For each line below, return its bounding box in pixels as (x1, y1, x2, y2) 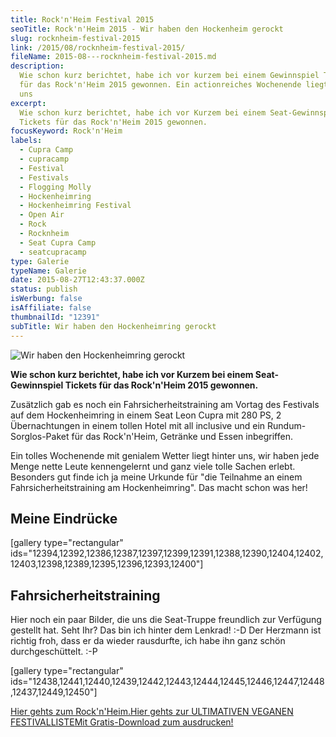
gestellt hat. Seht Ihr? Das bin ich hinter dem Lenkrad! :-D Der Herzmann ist (10, 624, 322, 636)
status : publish (10, 284, 78, 295)
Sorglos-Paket (10, 430, 70, 442)
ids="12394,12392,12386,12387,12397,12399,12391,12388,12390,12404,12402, (10, 547, 324, 560)
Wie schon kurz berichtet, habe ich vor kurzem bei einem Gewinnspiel (19, 71, 320, 81)
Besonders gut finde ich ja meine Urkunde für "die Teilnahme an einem (10, 471, 303, 483)
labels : (10, 136, 43, 146)
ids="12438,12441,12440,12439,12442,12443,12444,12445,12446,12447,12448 (10, 676, 325, 688)
